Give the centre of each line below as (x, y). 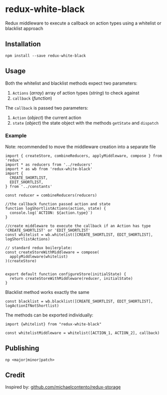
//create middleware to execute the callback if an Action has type (78, 226)
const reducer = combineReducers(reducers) (51, 195)
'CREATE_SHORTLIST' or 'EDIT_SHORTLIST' (48, 230)
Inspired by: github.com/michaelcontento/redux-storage (63, 387)
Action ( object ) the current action (47, 117)
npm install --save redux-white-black (45, 56)
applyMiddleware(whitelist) (39, 256)
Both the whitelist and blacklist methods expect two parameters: (71, 83)
